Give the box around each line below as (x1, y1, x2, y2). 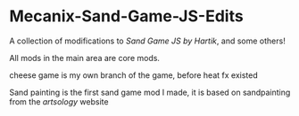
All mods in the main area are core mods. (9, 52, 161, 63)
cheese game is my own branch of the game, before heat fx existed (9, 69, 258, 81)
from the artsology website (9, 96, 109, 107)
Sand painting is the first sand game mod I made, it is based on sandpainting (9, 87, 291, 97)
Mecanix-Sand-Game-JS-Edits (9, 6, 244, 27)
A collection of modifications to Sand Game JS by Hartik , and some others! (9, 35, 286, 46)
